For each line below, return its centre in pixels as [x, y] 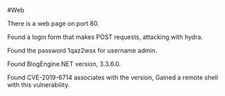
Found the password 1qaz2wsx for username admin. [83, 50]
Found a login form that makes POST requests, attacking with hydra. [105, 37]
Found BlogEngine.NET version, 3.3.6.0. [64, 64]
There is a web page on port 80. [53, 23]
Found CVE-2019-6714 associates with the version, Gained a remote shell [113, 77]
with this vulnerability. [39, 85]
